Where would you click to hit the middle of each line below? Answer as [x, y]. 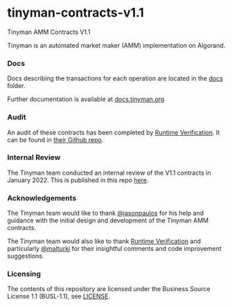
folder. [16, 86]
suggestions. [26, 256]
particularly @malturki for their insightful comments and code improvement [114, 249]
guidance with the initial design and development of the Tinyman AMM [108, 220]
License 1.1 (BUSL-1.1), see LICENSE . [59, 297]
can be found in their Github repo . [55, 139]
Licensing [24, 274]
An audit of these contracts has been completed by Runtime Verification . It [114, 132]
